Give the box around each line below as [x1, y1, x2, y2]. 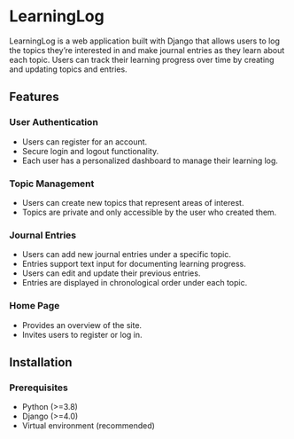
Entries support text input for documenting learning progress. [21, 259, 246, 270]
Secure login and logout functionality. [21, 145, 159, 156]
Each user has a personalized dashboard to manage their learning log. [21, 155, 279, 166]
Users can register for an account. [21, 136, 148, 147]
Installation [9, 355, 73, 370]
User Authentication [9, 116, 99, 129]
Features [9, 90, 59, 105]
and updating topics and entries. [9, 64, 128, 74]
